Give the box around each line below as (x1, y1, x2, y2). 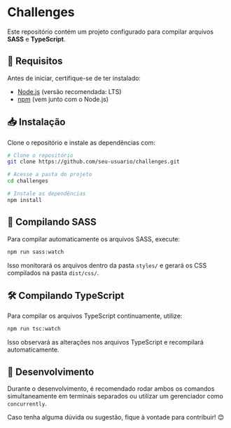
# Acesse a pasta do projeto (7, 171, 92, 178)
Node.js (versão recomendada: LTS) (17, 87, 122, 95)
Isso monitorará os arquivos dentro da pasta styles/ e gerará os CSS (7, 261, 207, 269)
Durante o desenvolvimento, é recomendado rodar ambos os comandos (7, 384, 215, 393)
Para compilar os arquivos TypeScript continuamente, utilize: (7, 312, 183, 320)
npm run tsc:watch (7, 326, 61, 333)
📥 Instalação (7, 116, 66, 128)
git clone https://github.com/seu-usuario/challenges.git (7, 159, 180, 166)
